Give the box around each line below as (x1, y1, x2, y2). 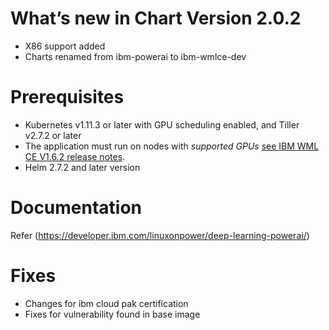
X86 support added (24, 40, 106, 52)
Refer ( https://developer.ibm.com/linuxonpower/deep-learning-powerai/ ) (10, 229, 310, 241)
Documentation (10, 197, 143, 219)
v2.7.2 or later (24, 129, 82, 141)
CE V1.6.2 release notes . (24, 150, 126, 162)
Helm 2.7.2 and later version (24, 161, 141, 173)
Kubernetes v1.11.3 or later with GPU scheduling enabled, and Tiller (24, 118, 300, 131)
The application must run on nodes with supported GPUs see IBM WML (24, 140, 320, 152)
